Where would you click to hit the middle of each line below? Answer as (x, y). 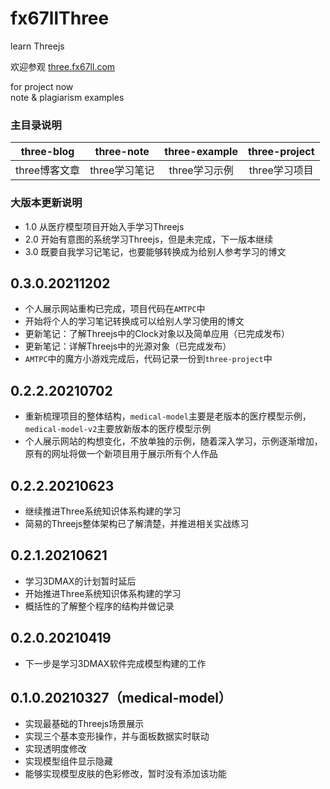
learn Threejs (37, 46)
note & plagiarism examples (67, 97)
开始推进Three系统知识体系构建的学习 (103, 593)
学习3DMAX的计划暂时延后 (80, 581)
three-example (201, 152)
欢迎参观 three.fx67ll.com (63, 66)
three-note (122, 152)
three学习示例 (201, 170)
